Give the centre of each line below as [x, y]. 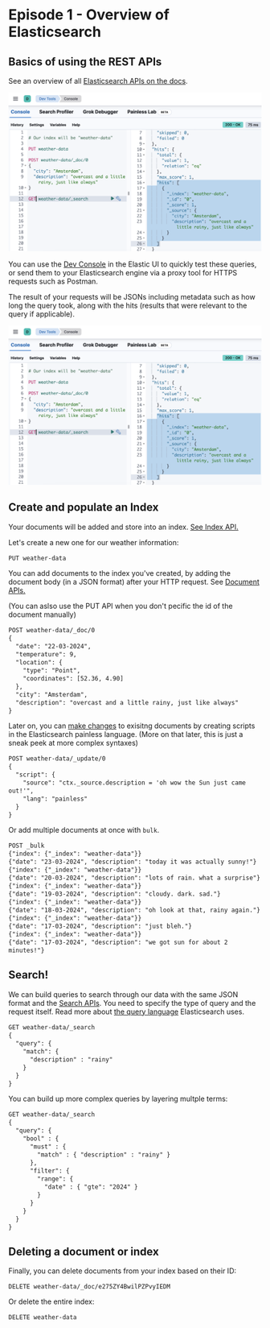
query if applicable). [41, 314]
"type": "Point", [52, 670]
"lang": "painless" [55, 799]
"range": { [55, 1179]
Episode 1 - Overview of [89, 15]
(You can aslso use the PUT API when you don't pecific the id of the [121, 606]
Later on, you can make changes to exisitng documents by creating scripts [132, 726]
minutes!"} [27, 950]
